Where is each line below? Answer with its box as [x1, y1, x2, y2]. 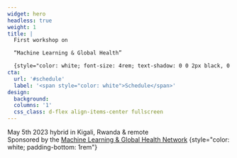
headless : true [7, 17, 53, 24]
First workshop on [13, 37, 69, 44]
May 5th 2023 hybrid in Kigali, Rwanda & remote [7, 128, 149, 136]
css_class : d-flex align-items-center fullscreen [13, 108, 163, 115]
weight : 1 [7, 23, 37, 30]
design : [7, 89, 31, 96]
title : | [7, 30, 33, 38]
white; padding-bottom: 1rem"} [7, 143, 98, 151]
